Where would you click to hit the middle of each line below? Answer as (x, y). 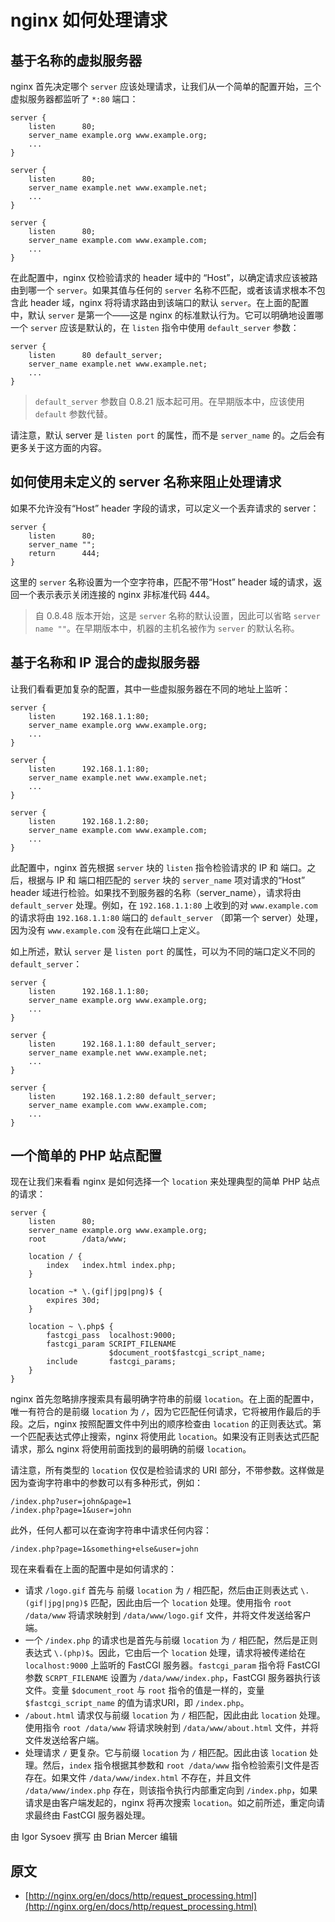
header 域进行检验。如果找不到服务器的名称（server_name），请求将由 (156, 892)
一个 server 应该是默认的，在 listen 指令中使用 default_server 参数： (155, 327)
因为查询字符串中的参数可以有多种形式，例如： (106, 1483)
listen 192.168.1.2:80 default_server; (122, 1096)
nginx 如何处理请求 (89, 20)
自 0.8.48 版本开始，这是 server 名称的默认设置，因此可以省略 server (177, 615)
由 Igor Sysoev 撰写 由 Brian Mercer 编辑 (94, 1837)
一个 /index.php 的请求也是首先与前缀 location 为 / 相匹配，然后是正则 (171, 1640)
